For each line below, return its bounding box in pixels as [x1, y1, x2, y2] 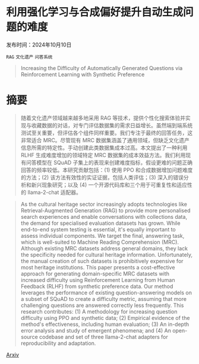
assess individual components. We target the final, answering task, [20, 232, 185, 239]
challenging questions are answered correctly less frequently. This [20, 302, 184, 309]
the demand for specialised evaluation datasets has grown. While [20, 219, 181, 227]
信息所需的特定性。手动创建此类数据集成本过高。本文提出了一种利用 [20, 144, 188, 151]
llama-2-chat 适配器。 [27, 189, 82, 196]
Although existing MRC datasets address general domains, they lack [20, 244, 188, 252]
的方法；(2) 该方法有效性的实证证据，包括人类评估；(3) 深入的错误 [20, 174, 184, 181]
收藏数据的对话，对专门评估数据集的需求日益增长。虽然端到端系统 [31, 121, 193, 128]
